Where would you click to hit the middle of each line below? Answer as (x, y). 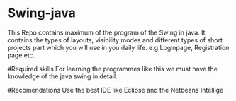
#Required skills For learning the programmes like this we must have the (113, 69)
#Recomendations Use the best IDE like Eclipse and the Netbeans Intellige (116, 90)
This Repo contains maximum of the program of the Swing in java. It (106, 32)
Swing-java (42, 13)
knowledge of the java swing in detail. (63, 76)
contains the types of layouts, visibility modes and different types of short (115, 40)
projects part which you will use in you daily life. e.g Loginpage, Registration (118, 47)
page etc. (21, 55)
